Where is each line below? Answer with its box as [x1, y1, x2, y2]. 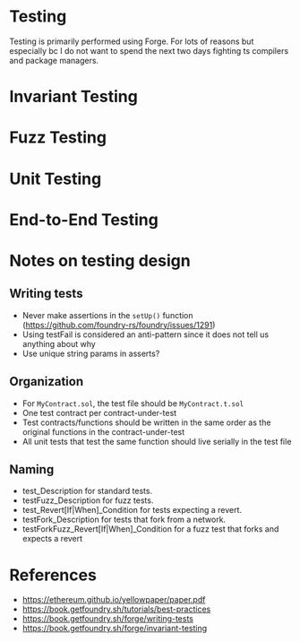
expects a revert [21, 534, 83, 544]
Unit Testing [9, 169, 102, 189]
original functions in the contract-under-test [21, 426, 185, 437]
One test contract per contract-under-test [21, 407, 177, 418]
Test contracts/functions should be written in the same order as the [21, 417, 271, 428]
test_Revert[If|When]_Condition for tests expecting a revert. [21, 505, 243, 516]
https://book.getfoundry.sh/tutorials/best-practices [21, 603, 211, 615]
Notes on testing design [9, 250, 191, 271]
